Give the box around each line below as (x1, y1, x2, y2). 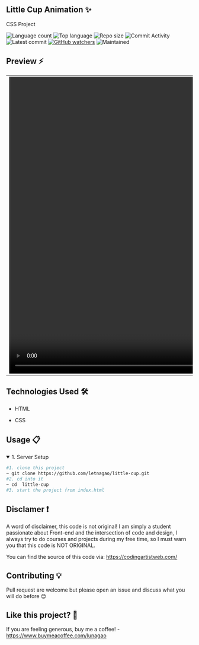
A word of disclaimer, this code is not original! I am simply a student (6, 523, 171, 530)
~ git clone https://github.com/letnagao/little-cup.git (6, 470, 150, 477)
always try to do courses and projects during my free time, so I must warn (6, 536, 187, 543)
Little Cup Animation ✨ (6, 5, 92, 15)
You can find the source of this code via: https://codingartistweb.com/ (6, 554, 178, 561)
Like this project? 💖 (6, 610, 78, 620)
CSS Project (6, 20, 36, 27)
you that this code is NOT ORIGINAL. (6, 542, 96, 549)
